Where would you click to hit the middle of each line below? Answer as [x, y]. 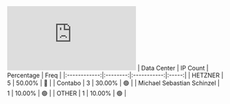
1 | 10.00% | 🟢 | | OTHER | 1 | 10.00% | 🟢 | [67, 93]
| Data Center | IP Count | [173, 68]
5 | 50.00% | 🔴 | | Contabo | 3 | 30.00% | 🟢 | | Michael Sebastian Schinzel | [113, 83]
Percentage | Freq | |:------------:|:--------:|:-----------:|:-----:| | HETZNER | [115, 75]
